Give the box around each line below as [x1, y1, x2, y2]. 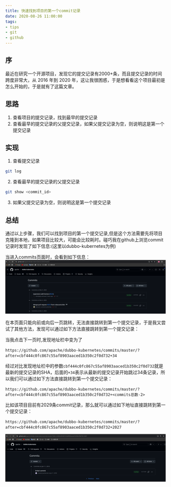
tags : [5, 19, 17, 24]
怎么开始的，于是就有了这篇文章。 [5, 83, 77, 89]
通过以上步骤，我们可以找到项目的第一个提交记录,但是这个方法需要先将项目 [5, 230, 163, 236]
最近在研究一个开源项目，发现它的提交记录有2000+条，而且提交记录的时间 [5, 71, 162, 77]
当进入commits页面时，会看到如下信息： [5, 254, 91, 260]
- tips [5, 25, 19, 30]
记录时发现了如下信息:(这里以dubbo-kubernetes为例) [5, 243, 116, 249]
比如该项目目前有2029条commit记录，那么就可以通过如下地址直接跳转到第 [5, 402, 161, 408]
